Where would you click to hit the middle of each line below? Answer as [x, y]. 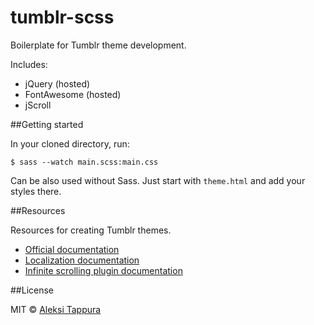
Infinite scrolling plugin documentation [103, 270]
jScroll [38, 105]
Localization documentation [82, 260]
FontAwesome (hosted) [73, 94]
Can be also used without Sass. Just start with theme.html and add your [158, 180]
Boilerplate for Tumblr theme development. [98, 45]
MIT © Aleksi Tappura [56, 309]
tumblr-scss [62, 17]
